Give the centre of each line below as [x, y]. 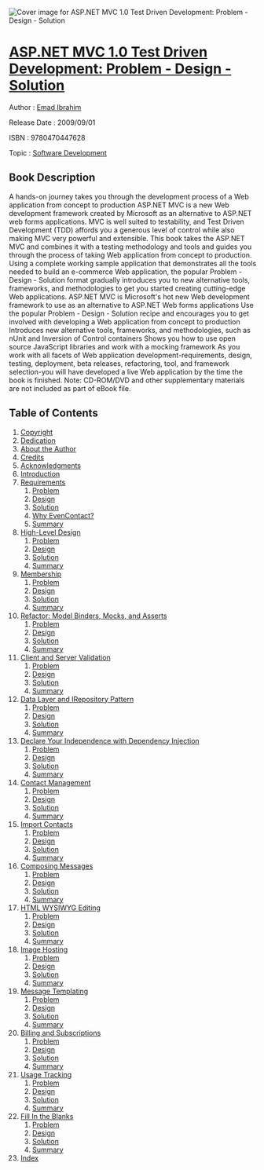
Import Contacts [47, 824]
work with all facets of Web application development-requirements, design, [130, 355]
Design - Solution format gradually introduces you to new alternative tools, [130, 280]
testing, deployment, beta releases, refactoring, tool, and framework [119, 363]
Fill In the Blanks [47, 1116]
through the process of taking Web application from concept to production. [130, 254]
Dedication [38, 441]
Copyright [37, 432]
